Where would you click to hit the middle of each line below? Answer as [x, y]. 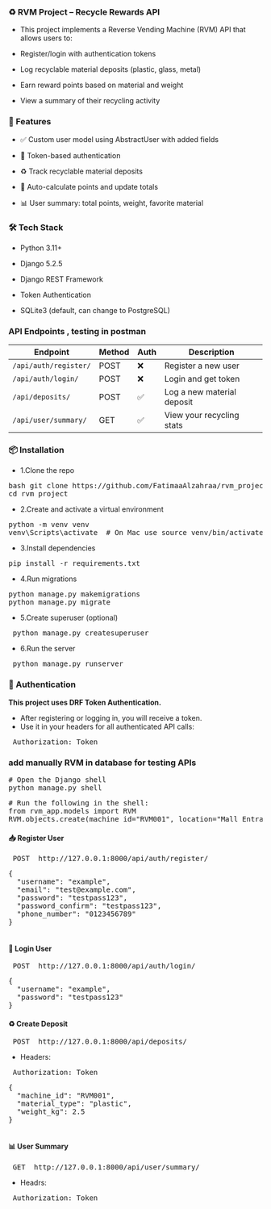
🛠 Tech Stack [36, 227]
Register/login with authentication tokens [88, 54]
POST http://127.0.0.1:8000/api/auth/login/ [104, 966]
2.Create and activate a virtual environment [92, 509]
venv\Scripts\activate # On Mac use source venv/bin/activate [136, 533]
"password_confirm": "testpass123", [89, 906]
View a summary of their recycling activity [90, 101]
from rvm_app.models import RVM [72, 811]
